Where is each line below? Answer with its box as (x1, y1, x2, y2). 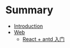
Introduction (13, 23, 43, 29)
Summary (5, 3, 53, 17)
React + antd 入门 (22, 35, 65, 42)
